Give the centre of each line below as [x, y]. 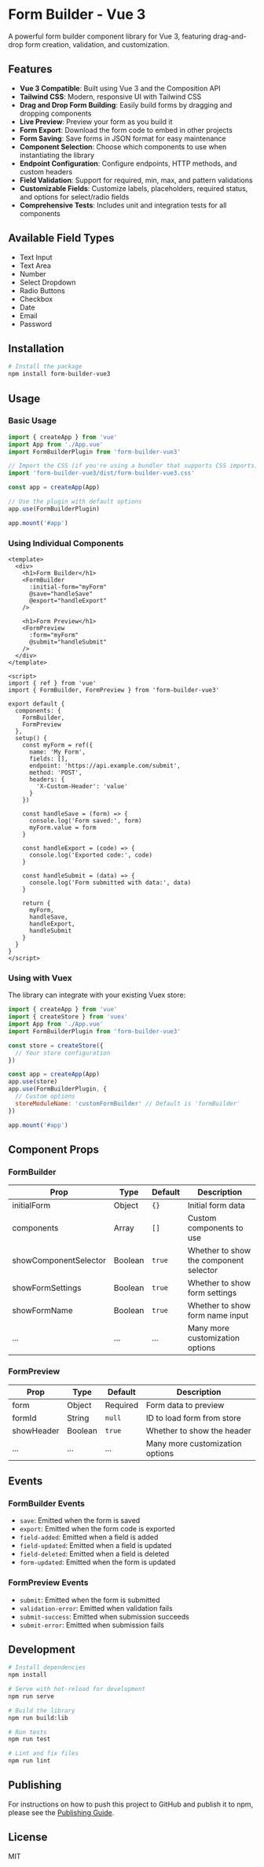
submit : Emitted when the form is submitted [90, 1600]
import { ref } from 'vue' [52, 683]
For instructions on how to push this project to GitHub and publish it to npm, [131, 1804]
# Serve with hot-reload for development [77, 1689]
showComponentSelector [59, 1260]
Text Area [35, 266]
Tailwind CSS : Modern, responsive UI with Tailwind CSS [110, 97]
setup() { [31, 738]
